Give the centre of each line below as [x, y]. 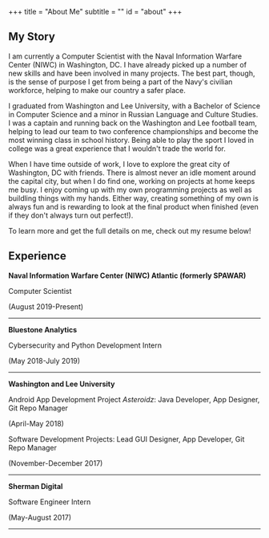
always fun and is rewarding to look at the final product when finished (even [133, 206]
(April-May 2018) [36, 423]
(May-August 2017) [40, 517]
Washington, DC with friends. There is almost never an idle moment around [132, 173]
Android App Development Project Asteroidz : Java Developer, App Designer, [134, 399]
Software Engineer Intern [50, 502]
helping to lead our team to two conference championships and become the [133, 131]
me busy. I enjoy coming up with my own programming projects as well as [130, 190]
